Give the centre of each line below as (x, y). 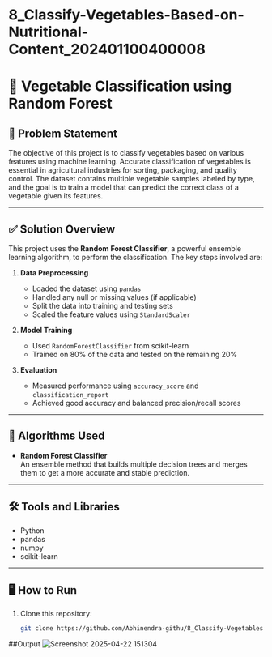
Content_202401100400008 (107, 49)
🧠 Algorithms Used (57, 436)
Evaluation (38, 370)
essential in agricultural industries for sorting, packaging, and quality (123, 170)
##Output (24, 644)
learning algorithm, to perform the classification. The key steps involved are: (136, 257)
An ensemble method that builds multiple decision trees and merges (134, 464)
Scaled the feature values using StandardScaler (111, 314)
